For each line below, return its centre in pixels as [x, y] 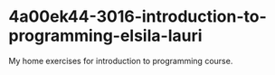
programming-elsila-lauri [105, 36]
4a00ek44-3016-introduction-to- [138, 17]
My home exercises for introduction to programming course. [121, 61]
